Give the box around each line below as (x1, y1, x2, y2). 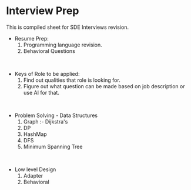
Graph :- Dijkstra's (23, 118, 68, 125)
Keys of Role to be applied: (14, 70, 80, 77)
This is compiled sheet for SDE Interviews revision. (6, 24, 129, 31)
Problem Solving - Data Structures (14, 112, 98, 119)
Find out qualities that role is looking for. (23, 76, 120, 84)
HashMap (23, 131, 47, 138)
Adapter (23, 172, 43, 179)
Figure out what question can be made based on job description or (23, 82, 185, 89)
